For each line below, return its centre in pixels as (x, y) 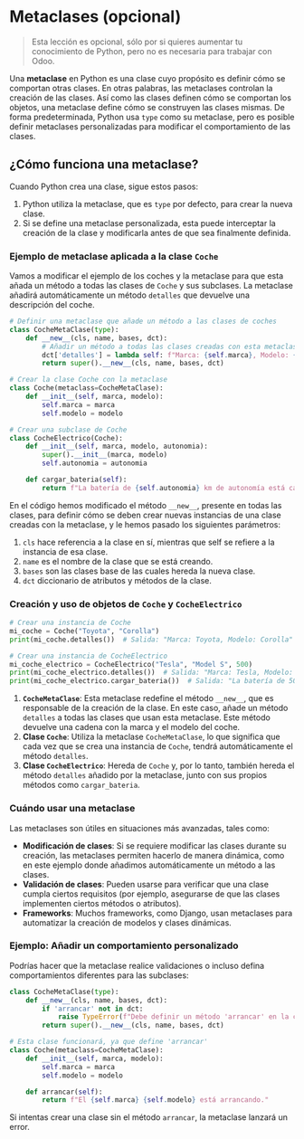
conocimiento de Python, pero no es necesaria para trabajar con (152, 51)
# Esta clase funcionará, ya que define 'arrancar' (109, 1042)
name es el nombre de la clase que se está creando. (118, 561)
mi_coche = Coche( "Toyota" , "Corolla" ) (85, 631)
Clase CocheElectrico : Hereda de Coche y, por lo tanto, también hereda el (158, 765)
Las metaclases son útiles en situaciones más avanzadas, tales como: (139, 828)
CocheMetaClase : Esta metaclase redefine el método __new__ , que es (148, 698)
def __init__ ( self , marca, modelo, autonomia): (117, 446)
